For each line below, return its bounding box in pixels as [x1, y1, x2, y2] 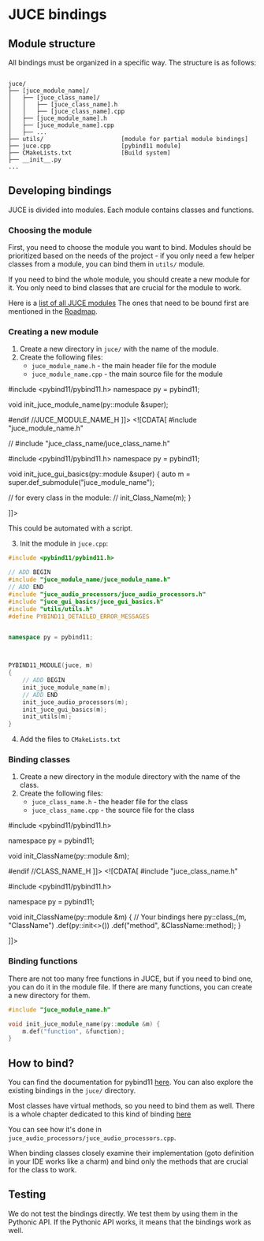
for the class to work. [8, 1165, 77, 1175]
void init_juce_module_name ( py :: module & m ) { [8, 1019, 160, 1028]
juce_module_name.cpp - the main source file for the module [31, 369, 223, 379]
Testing [8, 1188, 46, 1202]
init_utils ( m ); [22, 713, 73, 721]
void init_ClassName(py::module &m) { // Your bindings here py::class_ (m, [8, 912, 247, 922]
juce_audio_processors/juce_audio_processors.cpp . [8, 1133, 177, 1142]
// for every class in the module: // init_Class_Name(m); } [8, 493, 191, 502]
